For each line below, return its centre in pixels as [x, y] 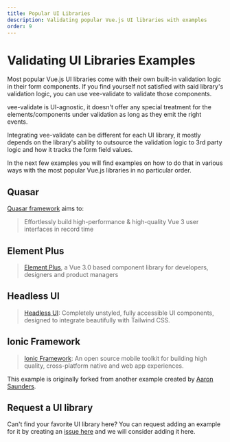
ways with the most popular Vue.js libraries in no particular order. [99, 170]
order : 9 [20, 26]
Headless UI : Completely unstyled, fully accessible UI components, [119, 313]
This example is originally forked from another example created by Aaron [110, 379]
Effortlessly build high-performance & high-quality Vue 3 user [111, 222]
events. [18, 122]
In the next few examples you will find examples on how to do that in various [115, 163]
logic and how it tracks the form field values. [70, 150]
